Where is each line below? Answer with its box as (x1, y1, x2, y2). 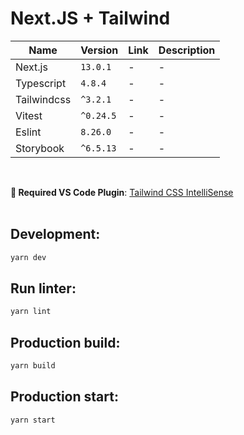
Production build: (10, 334, 121, 351)
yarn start (10, 415, 56, 425)
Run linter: (10, 280, 77, 297)
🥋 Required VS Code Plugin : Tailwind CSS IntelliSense (10, 186, 234, 198)
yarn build (10, 361, 56, 371)
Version (80, 43, 119, 57)
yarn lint (10, 307, 52, 317)
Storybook (15, 141, 65, 155)
